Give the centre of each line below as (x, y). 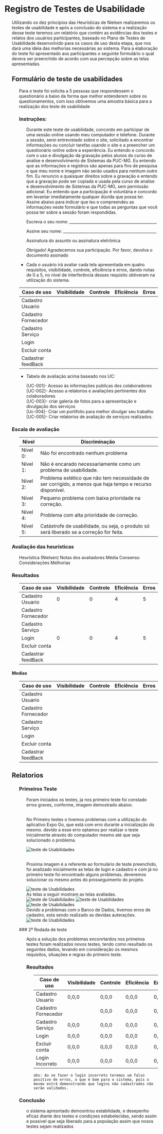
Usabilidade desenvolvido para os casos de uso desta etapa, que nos (81, 43)
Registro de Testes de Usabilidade (75, 9)
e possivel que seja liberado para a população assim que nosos (90, 1121)
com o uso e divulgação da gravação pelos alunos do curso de (89, 155)
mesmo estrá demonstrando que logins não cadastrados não (93, 1084)
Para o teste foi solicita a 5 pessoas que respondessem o (76, 91)
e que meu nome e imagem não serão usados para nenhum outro (92, 171)
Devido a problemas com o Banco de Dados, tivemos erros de (88, 910)
